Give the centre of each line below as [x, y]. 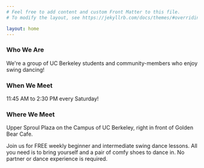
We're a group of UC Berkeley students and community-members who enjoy [102, 63]
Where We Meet [31, 114]
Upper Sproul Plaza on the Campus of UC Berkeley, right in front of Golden [100, 128]
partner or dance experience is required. [57, 159]
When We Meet [29, 85]
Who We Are [25, 50]
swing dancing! [25, 69]
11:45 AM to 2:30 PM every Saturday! [53, 99]
